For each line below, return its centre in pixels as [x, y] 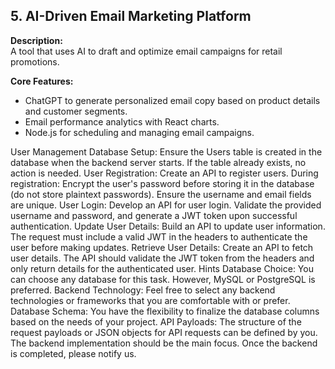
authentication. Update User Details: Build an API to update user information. [168, 226]
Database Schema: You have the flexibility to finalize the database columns [165, 311]
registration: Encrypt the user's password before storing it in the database [162, 183]
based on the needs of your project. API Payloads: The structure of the [156, 321]
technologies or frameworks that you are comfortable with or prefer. [150, 300]
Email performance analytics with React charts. [122, 121]
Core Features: [42, 81]
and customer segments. [76, 111]
